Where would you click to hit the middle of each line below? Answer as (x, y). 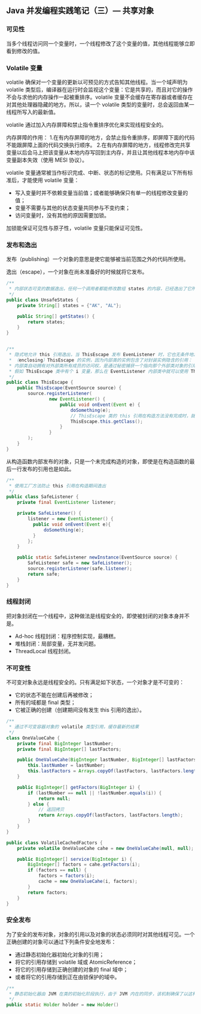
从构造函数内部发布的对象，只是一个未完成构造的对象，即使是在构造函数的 (98, 461)
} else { (39, 804)
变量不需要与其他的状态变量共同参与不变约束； (72, 208)
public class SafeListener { (42, 497)
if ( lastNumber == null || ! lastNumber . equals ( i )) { (95, 793)
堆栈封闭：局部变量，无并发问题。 (57, 643)
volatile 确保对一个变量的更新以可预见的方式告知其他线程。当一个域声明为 (97, 82)
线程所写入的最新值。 (32, 112)
